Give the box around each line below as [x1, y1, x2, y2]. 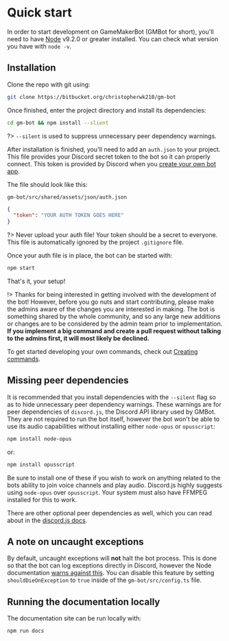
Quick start [7, 5, 72, 21]
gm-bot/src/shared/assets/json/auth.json [7, 194, 128, 201]
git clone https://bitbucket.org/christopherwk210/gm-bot [7, 93, 176, 100]
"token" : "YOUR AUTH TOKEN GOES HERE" [13, 212, 125, 219]
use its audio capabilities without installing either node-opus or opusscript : [7, 422, 215, 430]
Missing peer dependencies [7, 374, 129, 386]
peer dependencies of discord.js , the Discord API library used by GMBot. [7, 407, 216, 416]
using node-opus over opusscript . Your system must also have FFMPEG [7, 488, 208, 496]
